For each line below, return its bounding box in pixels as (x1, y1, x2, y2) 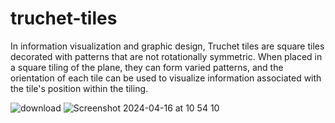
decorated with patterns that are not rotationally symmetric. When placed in (10, 50, 323, 62)
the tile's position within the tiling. (10, 82, 149, 94)
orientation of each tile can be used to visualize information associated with (10, 72, 322, 84)
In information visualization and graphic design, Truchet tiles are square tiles (10, 40, 325, 52)
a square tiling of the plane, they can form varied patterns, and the (10, 61, 284, 73)
